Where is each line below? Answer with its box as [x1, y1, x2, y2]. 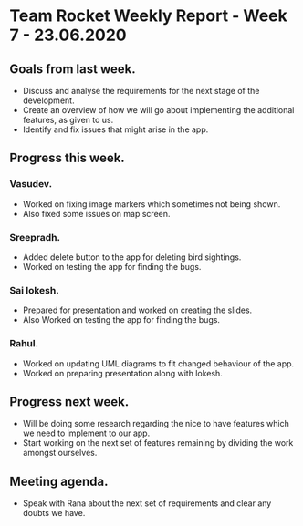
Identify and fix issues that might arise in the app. [22, 124, 209, 135]
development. [22, 95, 75, 106]
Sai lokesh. [9, 284, 59, 296]
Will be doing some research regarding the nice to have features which [22, 418, 289, 429]
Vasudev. [9, 178, 53, 191]
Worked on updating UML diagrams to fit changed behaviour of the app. [22, 357, 295, 369]
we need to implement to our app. [22, 428, 151, 438]
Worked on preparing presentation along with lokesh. [22, 367, 224, 378]
